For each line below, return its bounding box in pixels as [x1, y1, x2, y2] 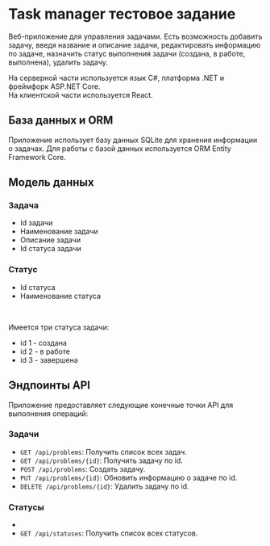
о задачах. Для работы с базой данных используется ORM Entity [8, 143, 231, 153]
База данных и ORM [8, 114, 114, 128]
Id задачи [19, 218, 53, 228]
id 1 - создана [19, 338, 67, 347]
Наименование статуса [19, 291, 102, 300]
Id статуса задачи [19, 244, 82, 254]
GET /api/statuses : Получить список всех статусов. [19, 528, 198, 538]
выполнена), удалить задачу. [8, 57, 109, 67]
